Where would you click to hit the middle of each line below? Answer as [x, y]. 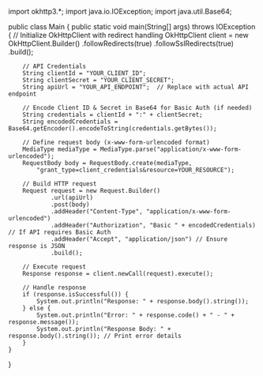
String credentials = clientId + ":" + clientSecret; [113, 115]
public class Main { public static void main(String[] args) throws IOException [132, 26]
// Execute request [54, 267]
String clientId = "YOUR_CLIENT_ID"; [85, 73]
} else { [37, 308]
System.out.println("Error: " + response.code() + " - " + [136, 315]
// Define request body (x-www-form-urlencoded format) [116, 142]
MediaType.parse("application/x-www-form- [171, 149]
